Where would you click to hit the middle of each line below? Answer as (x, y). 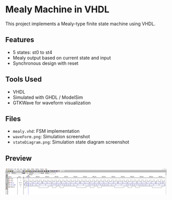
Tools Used (24, 79)
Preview (19, 158)
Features (20, 40)
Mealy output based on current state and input (62, 58)
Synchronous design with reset (46, 63)
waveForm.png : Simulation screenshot (51, 137)
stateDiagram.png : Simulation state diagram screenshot (71, 142)
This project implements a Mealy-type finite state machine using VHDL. (80, 24)
